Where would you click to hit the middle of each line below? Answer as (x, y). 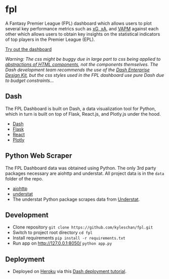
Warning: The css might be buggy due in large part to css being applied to (83, 59)
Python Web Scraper (39, 156)
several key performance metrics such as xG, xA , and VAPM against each (82, 28)
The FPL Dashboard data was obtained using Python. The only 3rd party (81, 168)
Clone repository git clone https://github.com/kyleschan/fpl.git (83, 227)
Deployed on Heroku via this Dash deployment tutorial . (69, 271)
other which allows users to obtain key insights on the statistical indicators (83, 34)
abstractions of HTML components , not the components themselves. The (82, 64)
